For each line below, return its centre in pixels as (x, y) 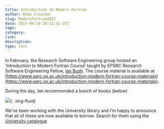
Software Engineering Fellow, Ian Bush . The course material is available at (80, 71)
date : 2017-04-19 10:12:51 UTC (37, 23)
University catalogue (26, 121)
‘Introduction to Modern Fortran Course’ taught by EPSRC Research (73, 65)
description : (18, 42)
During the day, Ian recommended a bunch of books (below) (66, 91)
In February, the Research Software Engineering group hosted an (71, 60)
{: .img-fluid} (23, 101)
